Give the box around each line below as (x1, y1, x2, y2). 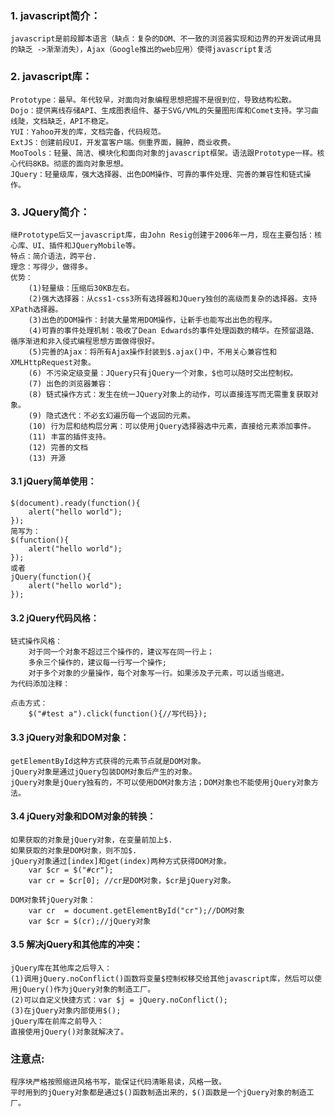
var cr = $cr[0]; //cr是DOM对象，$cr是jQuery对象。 (28, 875, 237, 886)
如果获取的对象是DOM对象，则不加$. (10, 845, 138, 856)
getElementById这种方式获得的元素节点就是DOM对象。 (10, 756, 206, 766)
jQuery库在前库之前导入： (10, 1016, 105, 1026)
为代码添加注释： (10, 679, 71, 689)
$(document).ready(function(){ (10, 498, 141, 509)
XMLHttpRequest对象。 (10, 357, 96, 367)
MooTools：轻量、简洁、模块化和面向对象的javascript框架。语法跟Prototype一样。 (10, 148, 318, 158)
